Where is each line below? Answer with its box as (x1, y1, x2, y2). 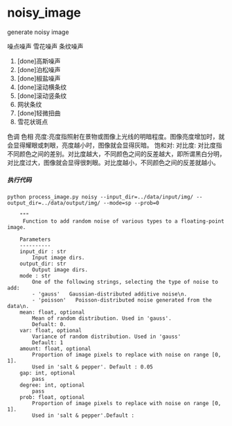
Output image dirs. (32, 266, 89, 273)
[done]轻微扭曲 (17, 109, 61, 117)
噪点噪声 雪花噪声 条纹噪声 (7, 42, 84, 50)
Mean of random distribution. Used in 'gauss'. (32, 314, 172, 322)
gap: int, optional (19, 369, 76, 376)
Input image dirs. (32, 254, 85, 261)
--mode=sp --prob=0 (102, 199, 159, 206)
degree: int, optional (19, 382, 85, 389)
